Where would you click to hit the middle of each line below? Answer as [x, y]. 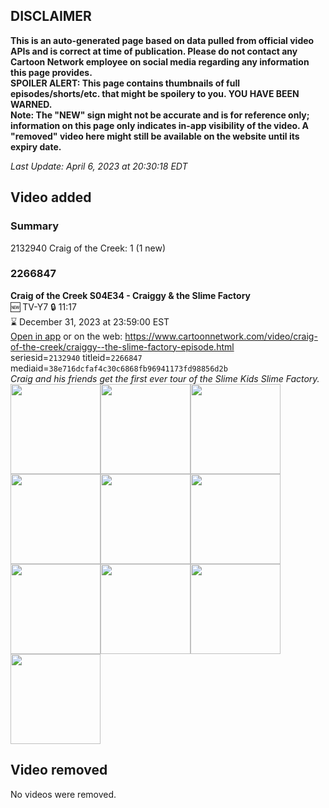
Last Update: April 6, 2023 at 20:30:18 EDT [99, 166]
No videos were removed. [63, 794]
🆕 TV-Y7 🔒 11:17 [43, 306]
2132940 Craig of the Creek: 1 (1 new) [88, 248]
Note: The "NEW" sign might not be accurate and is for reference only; [160, 115]
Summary [35, 226]
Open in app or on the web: [66, 336]
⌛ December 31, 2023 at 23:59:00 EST [90, 321]
